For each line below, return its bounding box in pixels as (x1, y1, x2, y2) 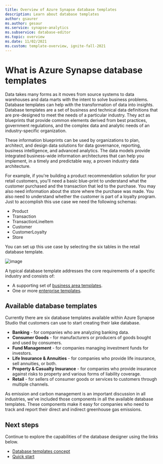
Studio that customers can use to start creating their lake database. (5, 320, 141, 326)
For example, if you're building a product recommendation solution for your (5, 172, 156, 179)
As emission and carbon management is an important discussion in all (5, 391, 145, 397)
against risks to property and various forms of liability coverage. (12, 371, 142, 377)
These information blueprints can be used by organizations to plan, (5, 137, 140, 143)
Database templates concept (12, 448, 70, 454)
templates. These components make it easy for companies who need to (5, 401, 149, 407)
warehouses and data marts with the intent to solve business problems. (5, 96, 149, 102)
